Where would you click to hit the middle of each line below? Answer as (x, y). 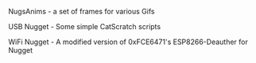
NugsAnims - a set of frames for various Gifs (81, 11)
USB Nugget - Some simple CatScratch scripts (85, 26)
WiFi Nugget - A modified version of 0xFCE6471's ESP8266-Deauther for (128, 42)
